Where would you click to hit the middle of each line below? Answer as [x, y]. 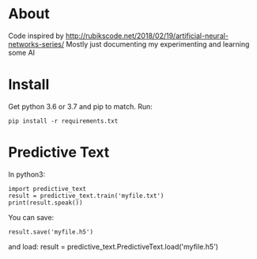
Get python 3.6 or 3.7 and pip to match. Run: [80, 106]
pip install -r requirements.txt [63, 121]
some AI [22, 52]
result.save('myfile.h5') [51, 232]
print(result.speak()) [45, 203]
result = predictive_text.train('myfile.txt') [86, 196]
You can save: [31, 217]
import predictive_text [47, 189]
